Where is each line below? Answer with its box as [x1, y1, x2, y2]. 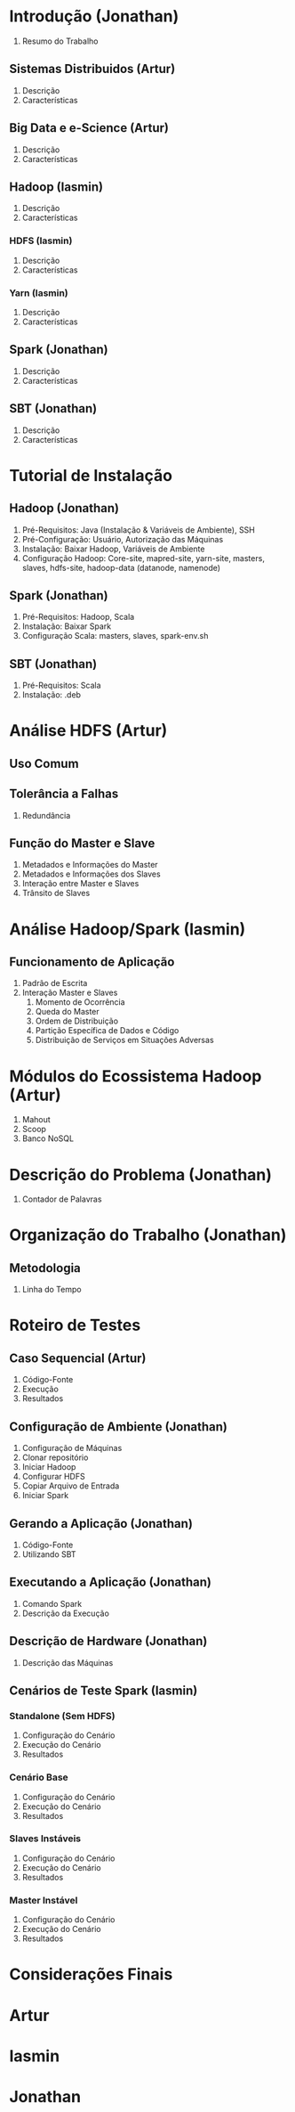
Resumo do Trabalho [21, 36, 99, 46]
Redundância [21, 810, 71, 820]
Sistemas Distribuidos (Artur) [9, 61, 176, 77]
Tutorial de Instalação [9, 465, 173, 485]
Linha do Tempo [21, 1284, 82, 1295]
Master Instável [9, 1894, 78, 1906]
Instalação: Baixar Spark [21, 621, 112, 632]
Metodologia [9, 1260, 82, 1276]
